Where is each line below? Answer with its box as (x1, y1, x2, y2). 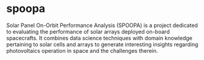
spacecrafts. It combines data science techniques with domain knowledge (6, 34, 193, 41)
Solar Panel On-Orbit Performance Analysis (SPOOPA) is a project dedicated (6, 22, 198, 29)
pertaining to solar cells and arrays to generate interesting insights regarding (6, 41, 199, 48)
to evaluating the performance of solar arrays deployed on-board (6, 28, 170, 35)
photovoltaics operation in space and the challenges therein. (6, 47, 158, 54)
